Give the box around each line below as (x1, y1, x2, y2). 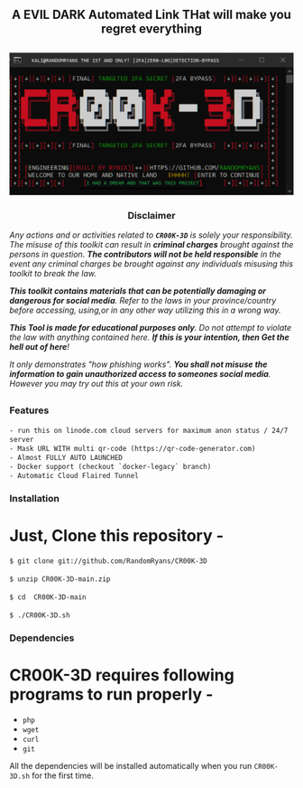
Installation (9, 492, 60, 504)
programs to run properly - (9, 684, 214, 704)
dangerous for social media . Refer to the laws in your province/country (9, 295, 277, 306)
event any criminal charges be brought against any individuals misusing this (9, 258, 294, 269)
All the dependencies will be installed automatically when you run (9, 760, 252, 771)
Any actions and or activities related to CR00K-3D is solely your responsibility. (9, 230, 293, 240)
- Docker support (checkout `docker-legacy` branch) (9, 462, 212, 471)
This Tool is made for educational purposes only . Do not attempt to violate (9, 323, 291, 333)
